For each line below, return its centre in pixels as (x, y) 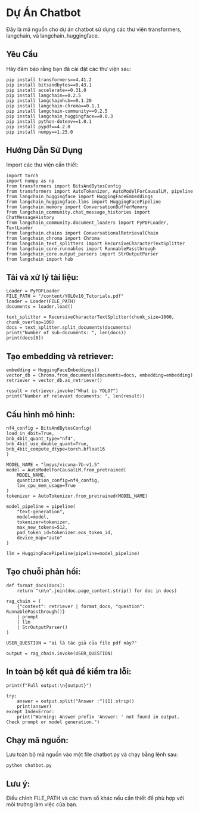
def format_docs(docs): (36, 585)
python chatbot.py (29, 766)
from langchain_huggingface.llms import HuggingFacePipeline (84, 202)
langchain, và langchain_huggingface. (53, 35)
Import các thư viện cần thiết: (42, 165)
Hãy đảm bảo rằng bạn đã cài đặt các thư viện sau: (69, 69)
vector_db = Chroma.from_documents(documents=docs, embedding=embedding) (100, 375)
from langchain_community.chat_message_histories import (78, 212)
